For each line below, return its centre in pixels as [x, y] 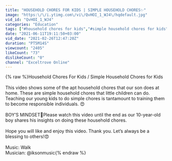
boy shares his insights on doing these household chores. [66, 120]
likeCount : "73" [23, 53]
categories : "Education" [32, 24]
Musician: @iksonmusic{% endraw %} [46, 153]
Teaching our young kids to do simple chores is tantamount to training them [85, 99]
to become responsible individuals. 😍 [45, 104]
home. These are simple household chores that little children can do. [78, 93]
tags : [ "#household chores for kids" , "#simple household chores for [80, 29]
